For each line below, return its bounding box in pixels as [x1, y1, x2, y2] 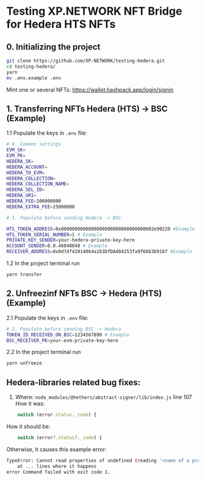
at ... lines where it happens [17, 463, 97, 469]
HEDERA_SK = [6, 158, 34, 164]
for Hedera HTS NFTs [6, 17, 116, 31]
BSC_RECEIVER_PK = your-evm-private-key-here [6, 338, 119, 344]
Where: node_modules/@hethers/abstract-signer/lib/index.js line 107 [15, 393, 192, 401]
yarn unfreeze [6, 360, 43, 366]
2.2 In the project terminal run [6, 349, 81, 356]
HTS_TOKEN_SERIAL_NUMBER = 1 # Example [6, 231, 103, 238]
